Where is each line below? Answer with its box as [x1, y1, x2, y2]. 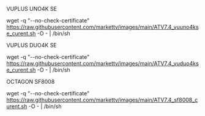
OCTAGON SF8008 [6, 78, 55, 85]
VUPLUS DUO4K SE [6, 42, 57, 49]
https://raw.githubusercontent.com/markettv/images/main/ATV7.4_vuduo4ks [6, 60, 199, 67]
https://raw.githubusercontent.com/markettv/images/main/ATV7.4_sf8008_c [6, 97, 198, 103]
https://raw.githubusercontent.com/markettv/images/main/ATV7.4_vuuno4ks [6, 24, 199, 30]
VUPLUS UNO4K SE [6, 5, 57, 12]
